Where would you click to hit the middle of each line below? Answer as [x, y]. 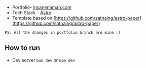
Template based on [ [33, 18]
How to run [23, 48]
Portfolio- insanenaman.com [42, 7]
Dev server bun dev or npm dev [44, 60]
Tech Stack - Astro [32, 13]
